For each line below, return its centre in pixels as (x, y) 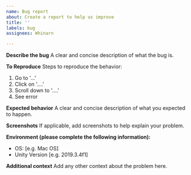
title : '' (18, 22)
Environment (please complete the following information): (78, 137)
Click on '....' (29, 84)
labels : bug (21, 28)
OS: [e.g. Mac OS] (36, 149)
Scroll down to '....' (37, 90)
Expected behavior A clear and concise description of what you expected (96, 108)
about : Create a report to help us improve (60, 17)
